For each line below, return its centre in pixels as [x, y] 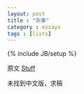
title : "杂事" [28, 20]
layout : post [26, 14]
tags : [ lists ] [29, 34]
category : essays [34, 27]
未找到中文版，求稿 [35, 83]
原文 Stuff [21, 69]
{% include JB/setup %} [42, 54]
